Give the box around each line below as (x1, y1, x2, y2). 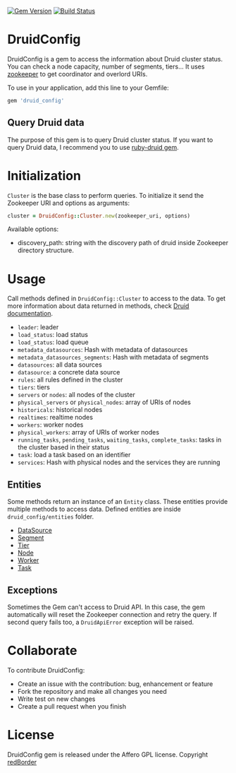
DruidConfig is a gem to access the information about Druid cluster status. (7, 54, 223, 63)
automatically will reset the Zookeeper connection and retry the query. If (7, 610, 217, 618)
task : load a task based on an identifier (17, 451, 131, 459)
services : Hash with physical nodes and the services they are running (17, 458, 221, 466)
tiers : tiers (17, 383, 51, 391)
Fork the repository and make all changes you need (17, 687, 167, 695)
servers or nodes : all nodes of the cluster (17, 391, 135, 399)
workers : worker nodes (17, 420, 84, 429)
